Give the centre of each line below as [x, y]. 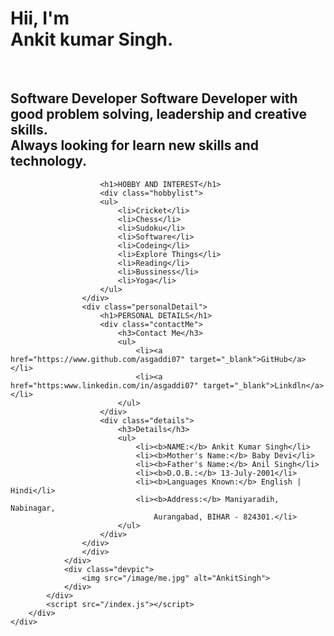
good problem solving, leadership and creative [158, 114]
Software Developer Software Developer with [154, 98]
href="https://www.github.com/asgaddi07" [98, 359]
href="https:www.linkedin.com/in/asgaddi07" [104, 385]
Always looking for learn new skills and [135, 145]
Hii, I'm [40, 18]
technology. [49, 161]
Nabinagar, [33, 508]
